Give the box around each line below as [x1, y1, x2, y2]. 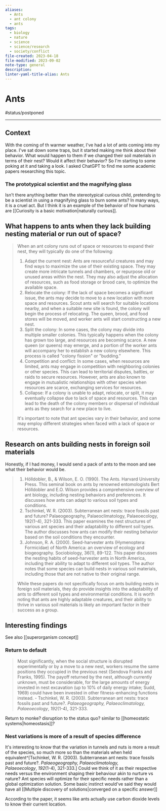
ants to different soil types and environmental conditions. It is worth [17, 591, 155, 597]
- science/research [9, 44, 50, 49]
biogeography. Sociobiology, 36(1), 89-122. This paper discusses [24, 549, 158, 556]
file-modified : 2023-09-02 [5, 58, 61, 63]
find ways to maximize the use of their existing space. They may [24, 263, 156, 269]
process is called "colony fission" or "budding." [24, 353, 121, 359]
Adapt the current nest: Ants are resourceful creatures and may [24, 258, 154, 264]
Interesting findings [5, 621, 68, 629]
